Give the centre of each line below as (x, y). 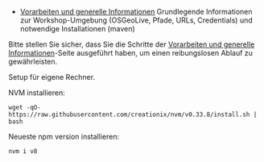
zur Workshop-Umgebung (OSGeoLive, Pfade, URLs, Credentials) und (136, 20)
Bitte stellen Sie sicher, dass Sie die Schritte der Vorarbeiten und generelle (132, 44)
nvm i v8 (23, 152)
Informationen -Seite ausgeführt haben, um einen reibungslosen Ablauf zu (131, 53)
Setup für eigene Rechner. (52, 77)
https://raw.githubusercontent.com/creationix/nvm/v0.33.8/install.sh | (133, 114)
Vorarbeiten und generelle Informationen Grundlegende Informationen (136, 12)
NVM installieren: (37, 93)
